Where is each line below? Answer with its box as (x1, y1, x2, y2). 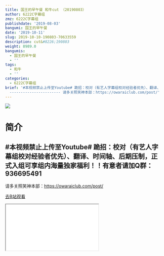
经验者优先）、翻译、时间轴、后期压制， (31, 152, 152, 160)
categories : (5, 76, 30, 81)
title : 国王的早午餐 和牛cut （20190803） (5, 7, 86, 12)
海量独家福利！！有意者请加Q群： (50, 161, 153, 170)
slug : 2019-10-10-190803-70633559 (5, 35, 77, 40)
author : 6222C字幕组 (5, 12, 45, 17)
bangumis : (5, 48, 26, 53)
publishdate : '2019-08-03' (5, 21, 61, 26)
